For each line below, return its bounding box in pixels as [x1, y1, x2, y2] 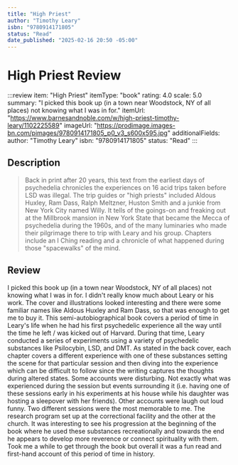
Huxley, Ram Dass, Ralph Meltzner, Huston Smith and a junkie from [24, 198, 221, 207]
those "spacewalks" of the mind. [24, 243, 121, 252]
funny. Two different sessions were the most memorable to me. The [7, 404, 205, 412]
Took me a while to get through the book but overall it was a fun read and [7, 442, 222, 450]
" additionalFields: [167, 129, 220, 137]
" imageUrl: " [59, 122, 97, 130]
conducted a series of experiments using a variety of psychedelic [7, 336, 200, 345]
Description [7, 157, 60, 169]
